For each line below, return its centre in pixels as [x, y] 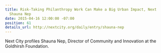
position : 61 [18, 23]
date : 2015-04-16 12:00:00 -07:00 [40, 18]
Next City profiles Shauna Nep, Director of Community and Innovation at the [80, 41]
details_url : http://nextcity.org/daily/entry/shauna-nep [65, 27]
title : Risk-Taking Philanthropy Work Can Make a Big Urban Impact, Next [81, 9]
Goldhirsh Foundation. [27, 46]
